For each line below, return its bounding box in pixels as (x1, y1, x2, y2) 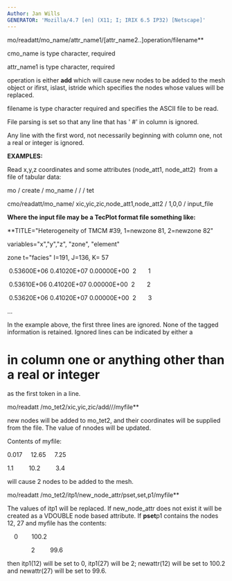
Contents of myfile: (7, 437, 62, 446)
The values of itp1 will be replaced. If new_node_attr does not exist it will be (7, 504, 222, 513)
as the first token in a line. (7, 390, 81, 398)
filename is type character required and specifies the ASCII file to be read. (7, 104, 219, 112)
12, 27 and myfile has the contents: (7, 519, 107, 528)
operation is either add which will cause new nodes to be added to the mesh (7, 76, 225, 84)
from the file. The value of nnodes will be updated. (7, 424, 151, 432)
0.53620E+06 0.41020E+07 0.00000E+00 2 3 (8, 293, 152, 302)
